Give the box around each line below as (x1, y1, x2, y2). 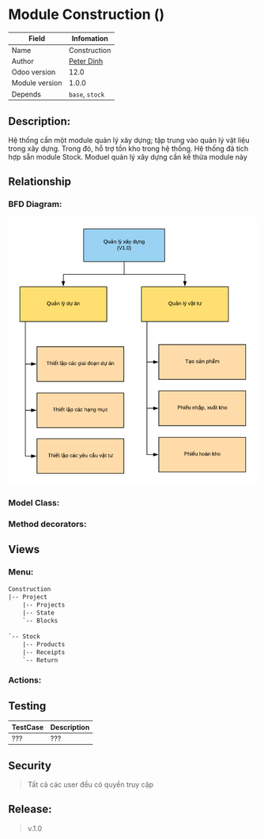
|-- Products (22, 641, 66, 649)
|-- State (22, 609, 55, 617)
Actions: (8, 675, 42, 686)
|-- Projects (22, 601, 66, 609)
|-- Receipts (22, 649, 66, 657)
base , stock (68, 89, 105, 99)
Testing (8, 699, 47, 713)
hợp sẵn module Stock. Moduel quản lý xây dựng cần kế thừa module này (8, 152, 247, 161)
